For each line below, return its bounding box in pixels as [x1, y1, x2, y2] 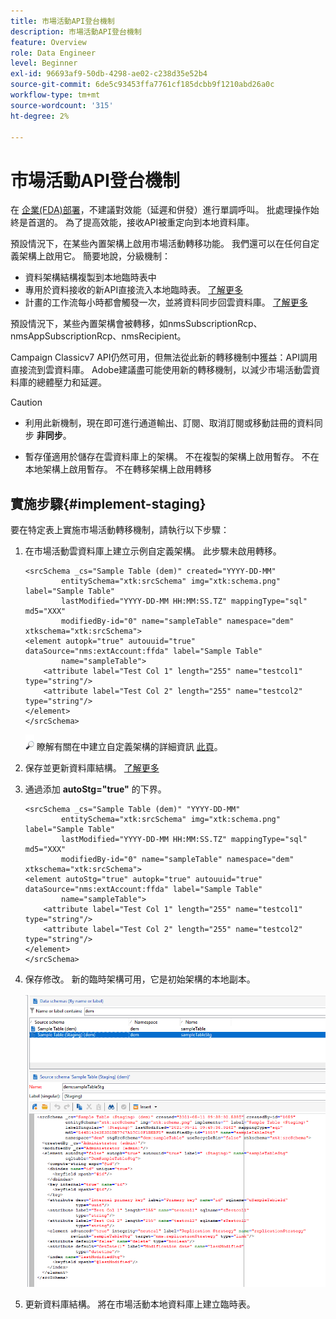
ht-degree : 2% [10, 111, 70, 121]
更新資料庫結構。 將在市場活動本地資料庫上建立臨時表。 [24, 1298, 256, 1310]
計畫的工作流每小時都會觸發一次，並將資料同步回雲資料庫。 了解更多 [24, 296, 308, 309]
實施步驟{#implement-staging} [10, 495, 207, 512]
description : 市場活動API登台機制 [10, 26, 142, 37]
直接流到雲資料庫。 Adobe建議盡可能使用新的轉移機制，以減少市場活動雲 [10, 364, 312, 376]
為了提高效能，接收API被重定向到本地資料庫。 [64, 216, 255, 229]
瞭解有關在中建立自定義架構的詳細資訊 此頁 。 [36, 741, 223, 753]
